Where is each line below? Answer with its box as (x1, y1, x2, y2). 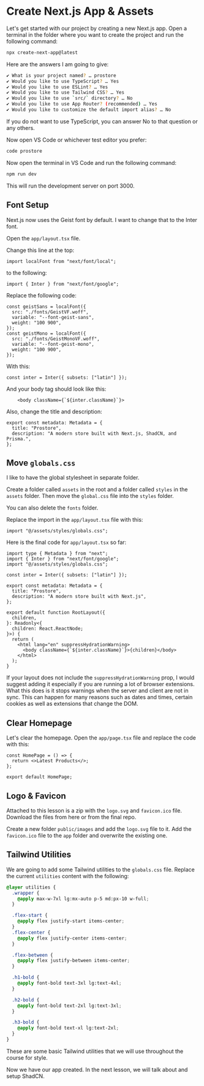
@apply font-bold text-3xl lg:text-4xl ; (17, 980, 122, 986)
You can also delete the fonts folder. (6, 504, 99, 511)
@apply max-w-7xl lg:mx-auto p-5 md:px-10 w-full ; (17, 895, 149, 902)
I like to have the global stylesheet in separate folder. (6, 474, 140, 481)
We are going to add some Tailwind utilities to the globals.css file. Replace (6, 866, 195, 873)
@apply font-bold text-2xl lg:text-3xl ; (17, 1003, 122, 1009)
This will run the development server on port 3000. (6, 182, 135, 189)
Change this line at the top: (6, 247, 75, 254)
